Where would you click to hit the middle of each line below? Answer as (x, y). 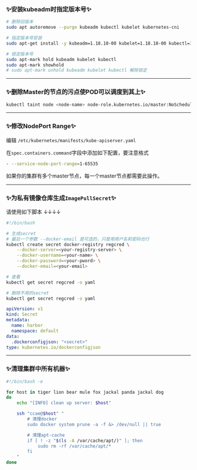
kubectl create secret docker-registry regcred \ (68, 244)
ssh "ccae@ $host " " (40, 414)
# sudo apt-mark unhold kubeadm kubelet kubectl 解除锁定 (77, 70)
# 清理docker (42, 419)
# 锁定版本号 (20, 54)
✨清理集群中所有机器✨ (38, 369)
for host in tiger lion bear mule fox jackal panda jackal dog (85, 392)
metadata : (18, 320)
